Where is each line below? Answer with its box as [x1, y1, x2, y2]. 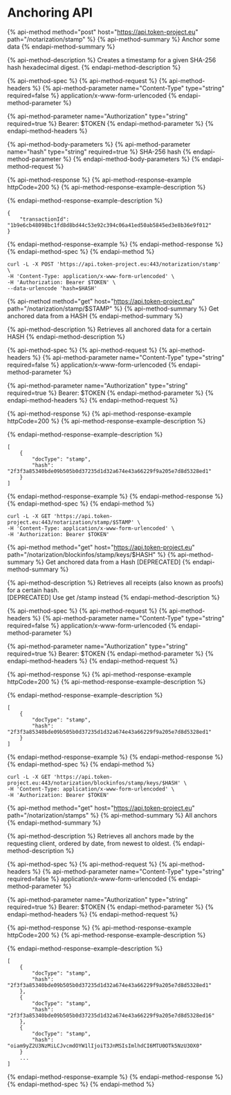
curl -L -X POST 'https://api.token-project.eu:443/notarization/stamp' [7, 261, 221, 268]
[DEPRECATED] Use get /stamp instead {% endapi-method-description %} [7, 593, 220, 601]
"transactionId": [19, 216, 70, 223]
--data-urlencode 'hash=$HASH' [7, 285, 98, 292]
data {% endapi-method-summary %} [7, 42, 115, 50]
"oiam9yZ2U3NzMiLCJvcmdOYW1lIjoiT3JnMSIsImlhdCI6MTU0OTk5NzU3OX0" [7, 1042, 203, 1049]
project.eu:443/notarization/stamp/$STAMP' [7, 519, 135, 526]
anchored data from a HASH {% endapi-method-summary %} [7, 311, 183, 320]
